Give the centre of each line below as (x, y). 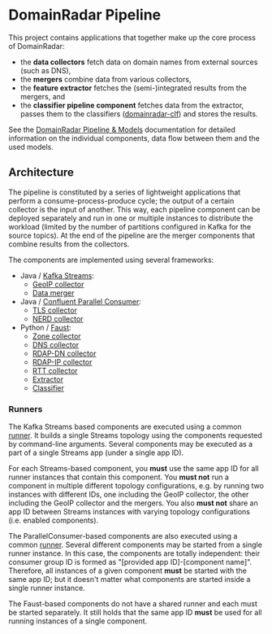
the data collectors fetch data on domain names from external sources (139, 62)
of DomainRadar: (37, 46)
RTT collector (55, 370)
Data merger (53, 293)
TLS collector (54, 310)
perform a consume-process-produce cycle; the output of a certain (121, 200)
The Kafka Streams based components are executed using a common (125, 427)
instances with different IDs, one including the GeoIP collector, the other (129, 495)
